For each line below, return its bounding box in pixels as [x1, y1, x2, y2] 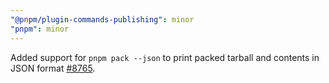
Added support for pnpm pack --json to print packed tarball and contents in [10, 51, 320, 63]
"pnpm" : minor [10, 24, 70, 34]
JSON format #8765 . [10, 62, 96, 74]
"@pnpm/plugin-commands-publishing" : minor [10, 14, 195, 25]
